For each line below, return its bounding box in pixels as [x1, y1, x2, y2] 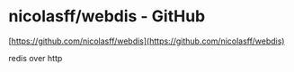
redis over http [8, 52, 63, 63]
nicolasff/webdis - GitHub [8, 6, 206, 27]
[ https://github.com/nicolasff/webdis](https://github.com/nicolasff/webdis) [8, 36, 285, 46]
